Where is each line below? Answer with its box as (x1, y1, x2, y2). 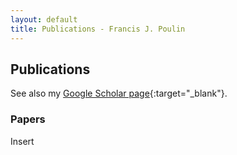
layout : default (10, 14, 78, 25)
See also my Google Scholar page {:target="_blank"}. (10, 87, 228, 100)
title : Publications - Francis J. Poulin (10, 24, 186, 34)
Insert (10, 135, 35, 147)
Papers (10, 112, 46, 126)
